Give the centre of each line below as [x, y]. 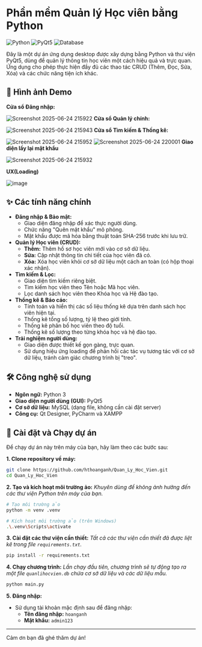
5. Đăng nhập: [24, 596]
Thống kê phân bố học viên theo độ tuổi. [74, 325]
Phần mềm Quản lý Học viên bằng [92, 13]
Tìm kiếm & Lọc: [35, 274]
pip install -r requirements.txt [48, 555]
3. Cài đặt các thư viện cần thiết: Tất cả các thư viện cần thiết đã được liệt [99, 538]
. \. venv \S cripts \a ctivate [38, 527]
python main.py [25, 584]
